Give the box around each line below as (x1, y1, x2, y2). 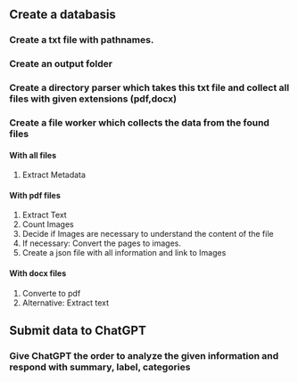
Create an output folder (9, 58, 113, 70)
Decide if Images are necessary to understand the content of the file (21, 229, 274, 240)
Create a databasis (9, 7, 116, 22)
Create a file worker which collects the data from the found (9, 117, 270, 129)
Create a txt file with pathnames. (9, 34, 154, 46)
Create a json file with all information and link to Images (21, 248, 227, 258)
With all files (9, 150, 56, 160)
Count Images (21, 219, 74, 230)
